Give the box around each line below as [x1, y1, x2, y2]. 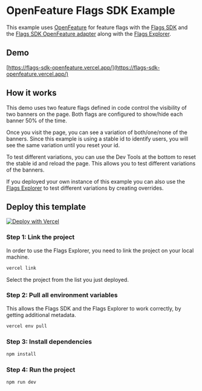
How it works [6, 88, 57, 98]
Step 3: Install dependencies [6, 337, 93, 346]
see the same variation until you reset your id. [6, 141, 120, 149]
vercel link [6, 265, 36, 271]
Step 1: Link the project [6, 233, 75, 241]
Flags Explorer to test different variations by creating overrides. [6, 184, 164, 192]
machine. [6, 253, 30, 261]
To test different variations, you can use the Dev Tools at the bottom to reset [6, 153, 197, 161]
